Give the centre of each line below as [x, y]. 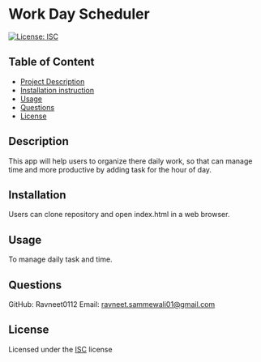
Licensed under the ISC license [60, 349]
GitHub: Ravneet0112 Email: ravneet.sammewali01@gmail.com [112, 304]
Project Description [52, 81]
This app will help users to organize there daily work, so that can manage [130, 161]
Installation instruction [57, 90]
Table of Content [51, 62]
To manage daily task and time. [60, 259]
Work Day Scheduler [79, 14]
